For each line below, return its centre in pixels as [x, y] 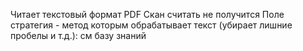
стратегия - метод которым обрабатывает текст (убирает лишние [151, 25]
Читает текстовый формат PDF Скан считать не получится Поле [147, 14]
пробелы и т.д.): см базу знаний [78, 35]
